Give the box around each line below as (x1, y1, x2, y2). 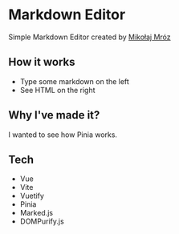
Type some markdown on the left (19, 76, 130, 86)
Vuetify (19, 191, 44, 201)
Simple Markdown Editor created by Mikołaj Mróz (8, 32, 171, 42)
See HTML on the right (19, 85, 96, 95)
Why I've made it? (8, 108, 100, 122)
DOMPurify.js (19, 216, 64, 226)
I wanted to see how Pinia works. (8, 130, 118, 139)
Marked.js (19, 208, 54, 218)
